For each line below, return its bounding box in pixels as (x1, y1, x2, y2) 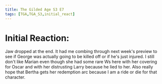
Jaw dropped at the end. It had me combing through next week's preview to (5, 49, 157, 54)
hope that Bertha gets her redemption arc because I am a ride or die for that (5, 69, 157, 75)
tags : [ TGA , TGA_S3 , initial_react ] (5, 12, 75, 17)
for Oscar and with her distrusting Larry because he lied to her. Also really (5, 64, 153, 70)
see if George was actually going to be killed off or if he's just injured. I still (5, 54, 155, 60)
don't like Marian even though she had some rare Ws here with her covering (5, 59, 157, 65)
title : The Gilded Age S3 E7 (5, 7, 64, 12)
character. (5, 74, 26, 80)
